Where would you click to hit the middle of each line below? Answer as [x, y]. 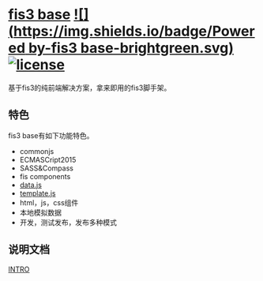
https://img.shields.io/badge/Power [134, 31]
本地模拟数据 [40, 212]
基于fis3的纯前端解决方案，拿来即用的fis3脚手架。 [90, 88]
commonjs [37, 151]
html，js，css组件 [49, 202]
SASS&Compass [46, 168]
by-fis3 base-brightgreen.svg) [131, 48]
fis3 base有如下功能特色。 [51, 135]
